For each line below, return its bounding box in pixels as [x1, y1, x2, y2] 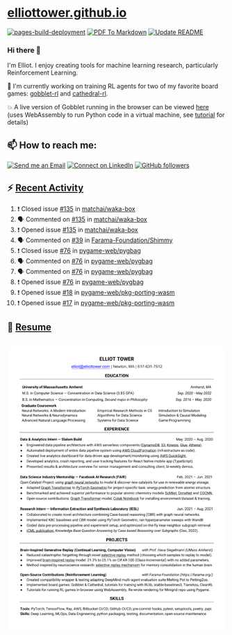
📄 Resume [7, 322, 52, 334]
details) [7, 118, 29, 127]
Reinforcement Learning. [7, 68, 78, 77]
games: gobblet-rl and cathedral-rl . [7, 89, 108, 98]
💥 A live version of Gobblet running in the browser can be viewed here [7, 103, 210, 111]
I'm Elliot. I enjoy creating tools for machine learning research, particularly [7, 61, 219, 70]
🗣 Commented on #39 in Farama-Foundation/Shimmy [17, 235, 173, 244]
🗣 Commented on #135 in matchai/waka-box [17, 214, 147, 224]
